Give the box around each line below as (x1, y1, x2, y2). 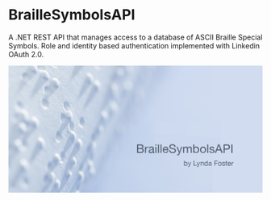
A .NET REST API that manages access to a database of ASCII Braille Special (8, 32, 263, 42)
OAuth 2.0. (8, 49, 44, 59)
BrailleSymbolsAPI (8, 6, 135, 24)
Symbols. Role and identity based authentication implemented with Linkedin (8, 40, 261, 50)
